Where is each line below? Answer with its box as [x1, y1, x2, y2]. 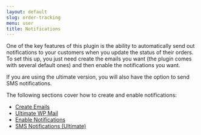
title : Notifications [6, 25, 61, 32]
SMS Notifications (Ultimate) [15, 122, 87, 130]
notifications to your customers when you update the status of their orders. [6, 49, 194, 56]
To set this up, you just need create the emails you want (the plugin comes [6, 55, 192, 62]
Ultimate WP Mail [15, 110, 59, 117]
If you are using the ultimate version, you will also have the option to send [6, 73, 189, 81]
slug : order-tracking [6, 15, 61, 21]
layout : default [6, 8, 47, 15]
